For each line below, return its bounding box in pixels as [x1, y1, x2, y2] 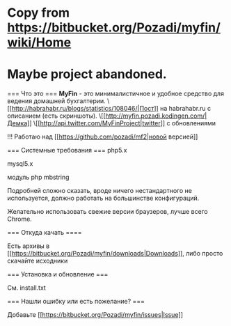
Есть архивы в [7, 242, 50, 250]
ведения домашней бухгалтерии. [7, 97, 106, 105]
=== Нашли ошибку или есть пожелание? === [7, 297, 145, 306]
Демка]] [7, 119, 33, 127]
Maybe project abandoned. [7, 66, 167, 82]
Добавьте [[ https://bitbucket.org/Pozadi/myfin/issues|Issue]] [7, 311, 183, 319]
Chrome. [7, 215, 33, 224]
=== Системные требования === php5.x [7, 146, 127, 155]
